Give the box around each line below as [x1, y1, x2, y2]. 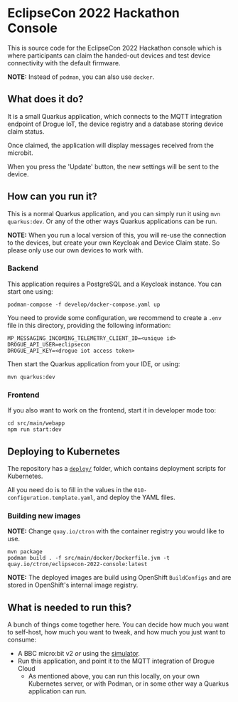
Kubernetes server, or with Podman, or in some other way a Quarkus [28, 679, 229, 688]
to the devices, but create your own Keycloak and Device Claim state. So [7, 238, 220, 247]
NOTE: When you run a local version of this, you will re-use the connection [7, 230, 227, 239]
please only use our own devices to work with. [7, 245, 144, 254]
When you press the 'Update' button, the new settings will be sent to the [7, 162, 219, 171]
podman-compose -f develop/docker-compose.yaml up [7, 301, 161, 308]
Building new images [7, 511, 81, 521]
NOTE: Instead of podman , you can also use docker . [7, 73, 155, 81]
